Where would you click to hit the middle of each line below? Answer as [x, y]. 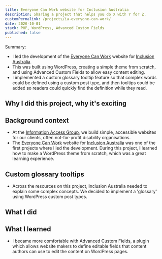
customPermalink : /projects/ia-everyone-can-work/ [58, 19]
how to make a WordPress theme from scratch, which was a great [79, 154]
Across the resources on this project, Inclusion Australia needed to [80, 186]
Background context [37, 120]
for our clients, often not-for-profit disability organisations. [71, 138]
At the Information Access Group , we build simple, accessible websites [84, 132]
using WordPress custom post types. [50, 197]
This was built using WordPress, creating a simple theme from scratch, [84, 67]
